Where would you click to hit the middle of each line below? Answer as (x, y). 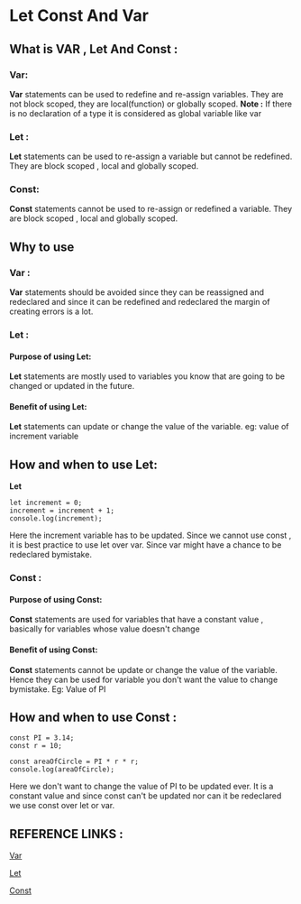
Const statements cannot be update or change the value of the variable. (143, 669)
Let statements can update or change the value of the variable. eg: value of (150, 427)
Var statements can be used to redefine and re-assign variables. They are (146, 94)
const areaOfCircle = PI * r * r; (74, 762)
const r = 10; (36, 746)
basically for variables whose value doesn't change (105, 629)
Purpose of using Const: (56, 599)
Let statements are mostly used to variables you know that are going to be (147, 376)
